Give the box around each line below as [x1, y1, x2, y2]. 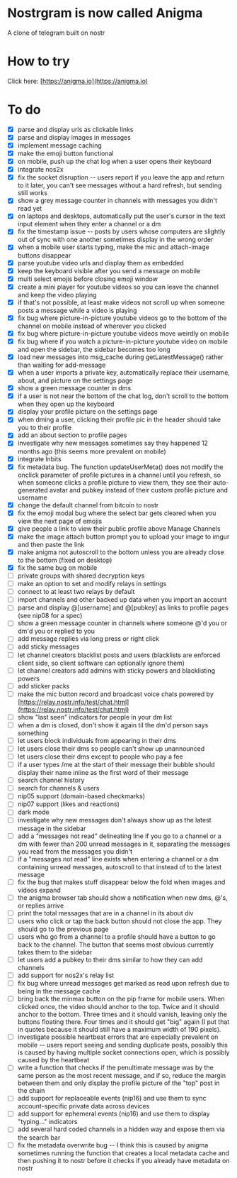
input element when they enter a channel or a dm [17, 220, 161, 229]
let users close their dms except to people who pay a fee [17, 752, 183, 761]
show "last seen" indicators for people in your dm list [17, 712, 173, 721]
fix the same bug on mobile [17, 563, 98, 572]
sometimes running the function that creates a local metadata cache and [17, 1148, 230, 1157]
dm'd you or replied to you [17, 627, 96, 636]
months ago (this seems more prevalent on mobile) [17, 447, 166, 456]
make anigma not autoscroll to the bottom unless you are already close [17, 548, 224, 556]
